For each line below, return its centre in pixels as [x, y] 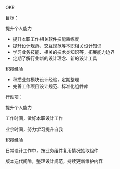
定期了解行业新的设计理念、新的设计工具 [55, 58]
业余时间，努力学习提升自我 [34, 129]
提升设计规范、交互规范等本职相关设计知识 [57, 46]
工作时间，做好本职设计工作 [34, 118]
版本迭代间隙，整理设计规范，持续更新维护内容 [54, 161]
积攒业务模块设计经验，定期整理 [46, 80]
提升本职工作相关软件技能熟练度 [46, 39]
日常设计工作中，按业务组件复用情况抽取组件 [52, 151]
